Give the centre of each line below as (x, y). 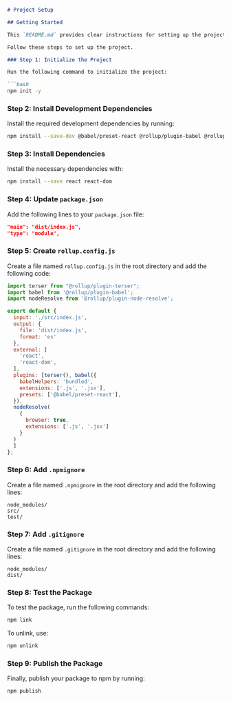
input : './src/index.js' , (51, 318)
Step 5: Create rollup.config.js (61, 251)
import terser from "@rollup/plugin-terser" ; (73, 286)
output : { (27, 324)
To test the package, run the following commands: (78, 607)
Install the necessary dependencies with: (65, 169)
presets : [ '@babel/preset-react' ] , (70, 394)
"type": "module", (33, 233)
